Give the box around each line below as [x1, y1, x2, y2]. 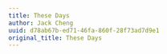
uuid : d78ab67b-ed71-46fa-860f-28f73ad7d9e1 [8, 26, 160, 34]
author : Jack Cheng [8, 19, 74, 27]
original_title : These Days [8, 33, 103, 42]
